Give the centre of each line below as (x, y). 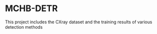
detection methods (24, 27)
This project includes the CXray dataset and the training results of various (79, 22)
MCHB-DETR (31, 8)
